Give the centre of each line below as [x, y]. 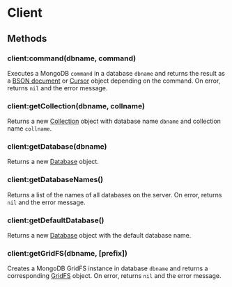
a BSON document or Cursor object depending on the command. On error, [114, 81]
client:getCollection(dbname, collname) [76, 106]
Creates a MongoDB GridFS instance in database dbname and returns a [108, 268]
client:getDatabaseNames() [55, 180]
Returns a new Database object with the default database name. [99, 236]
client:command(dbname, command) [72, 58]
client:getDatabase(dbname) [57, 147]
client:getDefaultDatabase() [56, 220]
